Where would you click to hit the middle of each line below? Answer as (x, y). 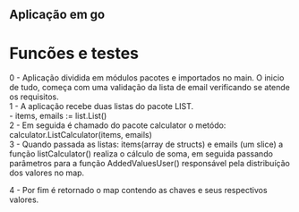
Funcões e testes (74, 53)
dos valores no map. (47, 173)
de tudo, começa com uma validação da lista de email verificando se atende (150, 88)
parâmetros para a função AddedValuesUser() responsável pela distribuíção (150, 164)
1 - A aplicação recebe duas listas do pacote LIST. (102, 106)
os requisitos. (34, 97)
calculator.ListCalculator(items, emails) (81, 135)
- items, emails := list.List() (58, 116)
